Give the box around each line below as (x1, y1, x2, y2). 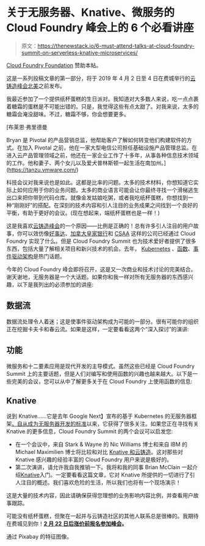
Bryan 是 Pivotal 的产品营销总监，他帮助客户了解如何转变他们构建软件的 (6, 136, 187, 143)
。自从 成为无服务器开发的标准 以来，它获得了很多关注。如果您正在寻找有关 (12, 420, 199, 428)
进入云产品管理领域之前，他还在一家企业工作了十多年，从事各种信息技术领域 (6, 151, 199, 159)
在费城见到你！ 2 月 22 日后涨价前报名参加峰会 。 (6, 520, 128, 528)
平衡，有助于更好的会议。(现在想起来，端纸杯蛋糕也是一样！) (6, 209, 160, 217)
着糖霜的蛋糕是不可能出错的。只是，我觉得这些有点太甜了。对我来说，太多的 (6, 102, 199, 110)
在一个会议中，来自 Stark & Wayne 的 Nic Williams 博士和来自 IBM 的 (15, 440, 188, 448)
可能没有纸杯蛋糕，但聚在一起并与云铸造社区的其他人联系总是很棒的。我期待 (6, 512, 199, 520)
